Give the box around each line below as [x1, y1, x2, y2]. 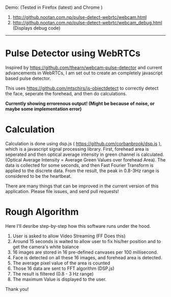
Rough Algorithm [5, 206, 79, 218]
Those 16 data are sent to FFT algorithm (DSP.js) [12, 265, 115, 272]
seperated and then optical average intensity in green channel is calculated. [5, 151, 164, 157]
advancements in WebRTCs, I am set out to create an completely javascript [5, 70, 163, 76]
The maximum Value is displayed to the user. [12, 276, 107, 282]
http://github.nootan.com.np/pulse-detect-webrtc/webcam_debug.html [12, 20, 162, 25]
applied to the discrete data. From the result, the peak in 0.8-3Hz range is [5, 168, 159, 174]
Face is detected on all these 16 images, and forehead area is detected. [12, 254, 162, 260]
